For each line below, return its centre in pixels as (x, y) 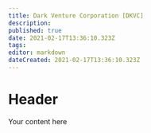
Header (33, 100)
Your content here (38, 121)
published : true (35, 30)
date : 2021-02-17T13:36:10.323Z (62, 38)
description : (30, 23)
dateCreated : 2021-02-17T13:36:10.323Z (74, 61)
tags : (17, 45)
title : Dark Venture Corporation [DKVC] (76, 16)
